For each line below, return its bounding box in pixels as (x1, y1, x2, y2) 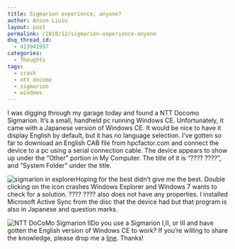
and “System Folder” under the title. (7, 161, 112, 170)
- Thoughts (13, 57, 46, 64)
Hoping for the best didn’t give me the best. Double (75, 175, 225, 184)
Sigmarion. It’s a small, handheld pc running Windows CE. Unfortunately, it (7, 116, 224, 124)
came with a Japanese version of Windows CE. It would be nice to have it (7, 124, 222, 132)
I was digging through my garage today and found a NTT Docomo (7, 109, 200, 117)
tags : (7, 63, 23, 70)
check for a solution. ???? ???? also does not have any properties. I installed (7, 190, 228, 199)
